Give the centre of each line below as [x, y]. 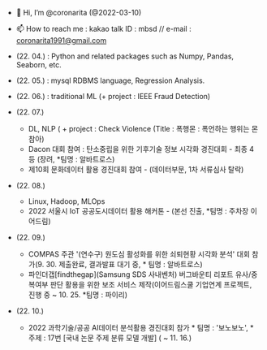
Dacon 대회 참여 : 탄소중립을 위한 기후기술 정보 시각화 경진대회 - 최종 [138, 149]
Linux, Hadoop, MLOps [67, 201]
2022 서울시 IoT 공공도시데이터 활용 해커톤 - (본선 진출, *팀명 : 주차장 [138, 211]
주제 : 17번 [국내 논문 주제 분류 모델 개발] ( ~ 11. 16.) [110, 338]
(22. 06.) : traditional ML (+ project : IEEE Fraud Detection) [113, 96]
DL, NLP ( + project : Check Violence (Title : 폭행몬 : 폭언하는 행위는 [139, 129]
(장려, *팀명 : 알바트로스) [76, 159]
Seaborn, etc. [39, 65]
